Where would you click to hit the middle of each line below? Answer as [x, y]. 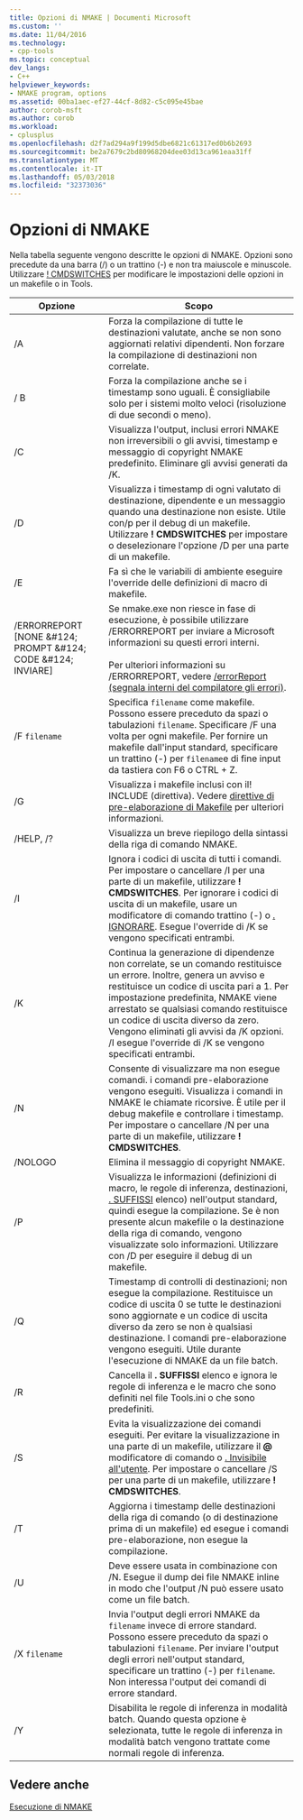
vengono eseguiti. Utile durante [174, 1349]
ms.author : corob [42, 118]
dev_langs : [30, 69]
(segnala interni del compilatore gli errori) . [197, 688]
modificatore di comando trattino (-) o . [192, 915]
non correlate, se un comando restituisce [195, 964]
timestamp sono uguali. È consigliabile [189, 392]
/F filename [38, 736]
